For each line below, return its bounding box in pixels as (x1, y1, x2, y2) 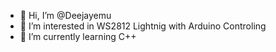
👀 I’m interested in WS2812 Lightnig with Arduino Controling (19, 20, 267, 32)
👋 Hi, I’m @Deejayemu (19, 10, 112, 21)
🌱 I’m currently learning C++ (19, 31, 137, 42)
